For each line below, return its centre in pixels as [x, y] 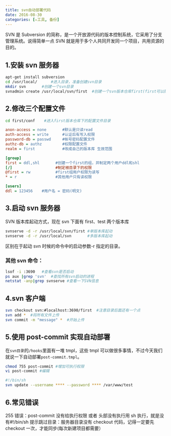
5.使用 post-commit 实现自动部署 [58, 337]
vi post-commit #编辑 [27, 371]
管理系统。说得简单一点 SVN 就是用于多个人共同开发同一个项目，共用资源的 [85, 41]
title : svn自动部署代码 [28, 10]
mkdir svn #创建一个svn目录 [39, 87]
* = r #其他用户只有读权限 [49, 177]
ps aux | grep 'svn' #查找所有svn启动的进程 [50, 276]
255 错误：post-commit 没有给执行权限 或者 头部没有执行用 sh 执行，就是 [82, 415]
